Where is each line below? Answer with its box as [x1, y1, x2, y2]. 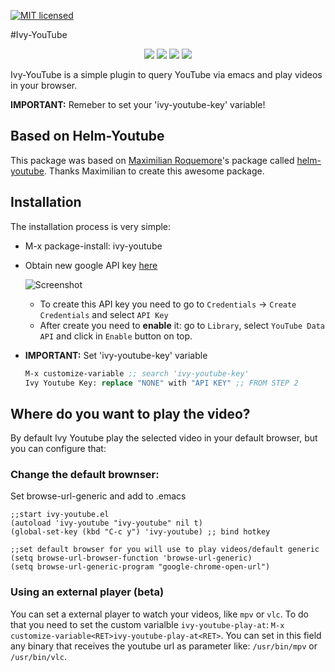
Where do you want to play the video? [10, 405, 251, 422]
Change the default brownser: [10, 468, 160, 482]
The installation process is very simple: [10, 220, 172, 232]
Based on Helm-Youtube [10, 128, 165, 145]
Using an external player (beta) [10, 585, 165, 599]
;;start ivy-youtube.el [10, 510, 110, 520]
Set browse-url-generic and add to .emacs [10, 490, 187, 502]
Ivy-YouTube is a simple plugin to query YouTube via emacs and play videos [10, 69, 323, 80]
